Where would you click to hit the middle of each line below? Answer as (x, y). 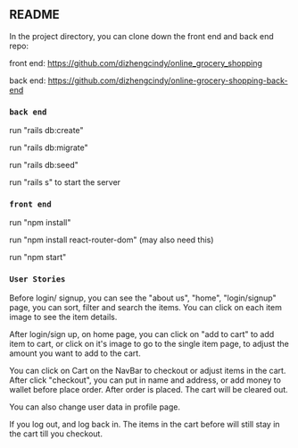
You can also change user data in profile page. (95, 407)
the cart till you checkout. (56, 434)
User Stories (37, 279)
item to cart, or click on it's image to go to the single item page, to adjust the (149, 343)
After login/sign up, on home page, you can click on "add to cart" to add (142, 334)
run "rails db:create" (46, 131)
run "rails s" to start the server (65, 182)
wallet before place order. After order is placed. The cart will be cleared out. (149, 389)
